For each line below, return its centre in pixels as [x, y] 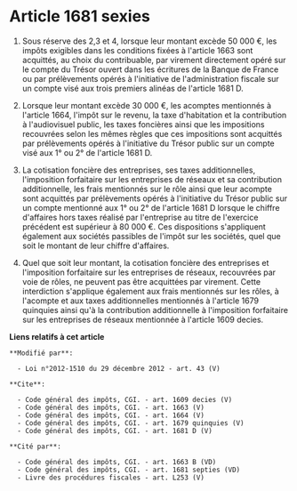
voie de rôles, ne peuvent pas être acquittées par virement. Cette [141, 281]
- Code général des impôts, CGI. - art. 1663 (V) [111, 407]
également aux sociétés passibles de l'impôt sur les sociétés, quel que [152, 236]
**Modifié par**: [41, 353]
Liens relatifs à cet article [57, 336]
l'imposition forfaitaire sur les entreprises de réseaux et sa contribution [152, 179]
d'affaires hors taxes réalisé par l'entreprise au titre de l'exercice [140, 217]
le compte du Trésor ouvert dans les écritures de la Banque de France [150, 69]
